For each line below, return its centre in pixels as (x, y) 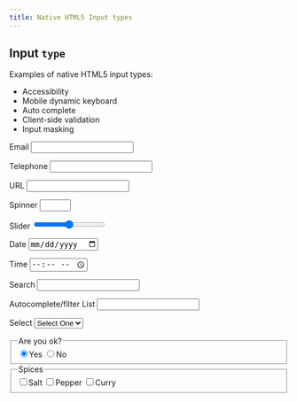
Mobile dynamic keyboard (70, 101)
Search (22, 284)
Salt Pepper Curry (72, 383)
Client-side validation (61, 120)
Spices (31, 369)
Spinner (23, 205)
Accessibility (45, 92)
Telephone (29, 166)
